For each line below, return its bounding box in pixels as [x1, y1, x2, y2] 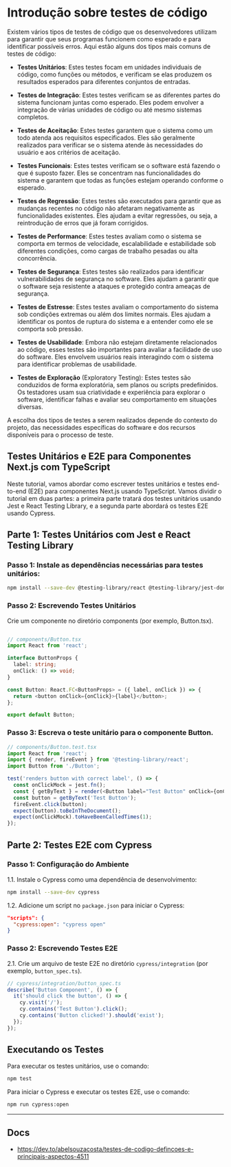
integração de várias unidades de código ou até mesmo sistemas [16, 105, 202, 114]
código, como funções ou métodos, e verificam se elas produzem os [16, 70, 212, 79]
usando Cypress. [7, 508, 56, 517]
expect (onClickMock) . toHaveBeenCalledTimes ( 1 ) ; [13, 814, 153, 820]
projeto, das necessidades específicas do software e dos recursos [7, 423, 196, 431]
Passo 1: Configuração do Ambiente [7, 860, 129, 869]
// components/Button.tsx [7, 636, 81, 643]
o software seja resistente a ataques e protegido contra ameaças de [16, 282, 211, 290]
